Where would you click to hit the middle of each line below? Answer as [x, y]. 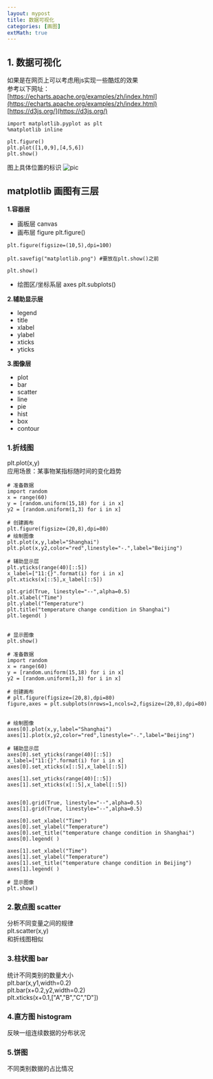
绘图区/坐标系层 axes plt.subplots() [66, 284]
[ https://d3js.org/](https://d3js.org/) [57, 111]
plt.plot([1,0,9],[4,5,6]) [46, 148]
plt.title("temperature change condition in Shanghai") [89, 610]
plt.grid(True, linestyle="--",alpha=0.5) [69, 592]
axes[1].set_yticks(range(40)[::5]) [59, 779]
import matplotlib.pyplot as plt [55, 124]
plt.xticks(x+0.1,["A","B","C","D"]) [53, 997]
